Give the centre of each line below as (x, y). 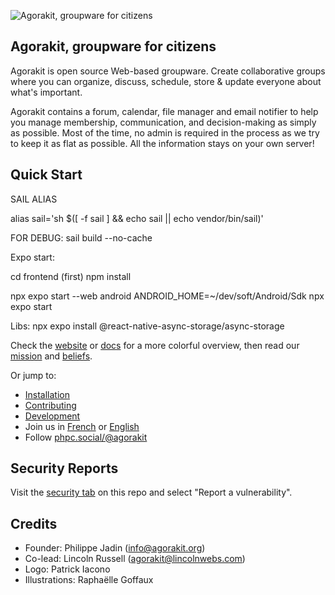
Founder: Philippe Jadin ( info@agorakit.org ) (115, 548)
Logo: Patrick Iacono (67, 569)
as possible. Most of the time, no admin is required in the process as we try (165, 132)
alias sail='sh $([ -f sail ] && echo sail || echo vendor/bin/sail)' (137, 218)
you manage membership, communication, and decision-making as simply (163, 122)
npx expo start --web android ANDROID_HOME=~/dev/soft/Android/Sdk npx (167, 296)
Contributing (50, 405)
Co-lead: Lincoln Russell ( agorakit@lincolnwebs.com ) (135, 559)
